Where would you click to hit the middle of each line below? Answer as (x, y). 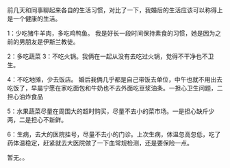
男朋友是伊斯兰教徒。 (49, 42)
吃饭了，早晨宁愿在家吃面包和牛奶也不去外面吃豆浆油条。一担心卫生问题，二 (115, 88)
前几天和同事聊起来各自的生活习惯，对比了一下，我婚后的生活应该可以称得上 (115, 10)
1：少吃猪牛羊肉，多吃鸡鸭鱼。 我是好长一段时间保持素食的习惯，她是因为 (111, 33)
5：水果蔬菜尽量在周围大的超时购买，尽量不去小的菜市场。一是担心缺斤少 (111, 111)
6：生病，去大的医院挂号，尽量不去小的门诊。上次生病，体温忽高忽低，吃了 (114, 134)
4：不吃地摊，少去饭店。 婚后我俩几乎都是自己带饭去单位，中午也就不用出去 (115, 80)
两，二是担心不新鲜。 (37, 120)
